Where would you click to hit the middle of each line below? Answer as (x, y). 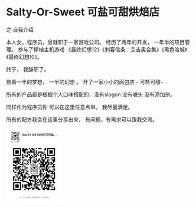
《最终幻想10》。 (24, 57)
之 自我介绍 (20, 29)
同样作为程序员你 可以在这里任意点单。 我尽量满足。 (70, 107)
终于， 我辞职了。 (27, 69)
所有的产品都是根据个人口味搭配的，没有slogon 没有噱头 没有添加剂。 (91, 94)
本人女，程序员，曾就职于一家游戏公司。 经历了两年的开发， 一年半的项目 (95, 42)
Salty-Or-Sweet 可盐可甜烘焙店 (83, 12)
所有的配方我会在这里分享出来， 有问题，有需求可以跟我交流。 (82, 119)
